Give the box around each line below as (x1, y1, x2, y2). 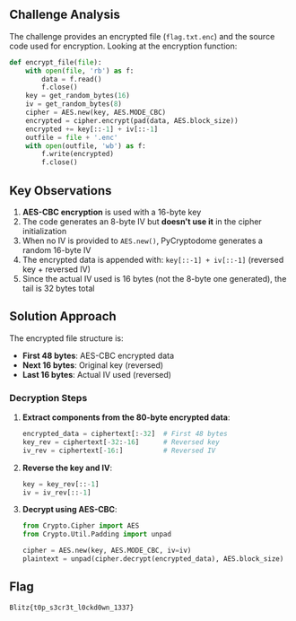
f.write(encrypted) (41, 150, 115, 159)
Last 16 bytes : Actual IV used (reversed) (22, 369, 172, 380)
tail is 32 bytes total (22, 283, 95, 293)
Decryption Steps (9, 391, 88, 404)
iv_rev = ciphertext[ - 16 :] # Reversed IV (22, 446, 216, 455)
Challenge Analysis (9, 7, 121, 22)
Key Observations (9, 183, 112, 198)
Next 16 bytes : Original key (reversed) (22, 359, 164, 371)
